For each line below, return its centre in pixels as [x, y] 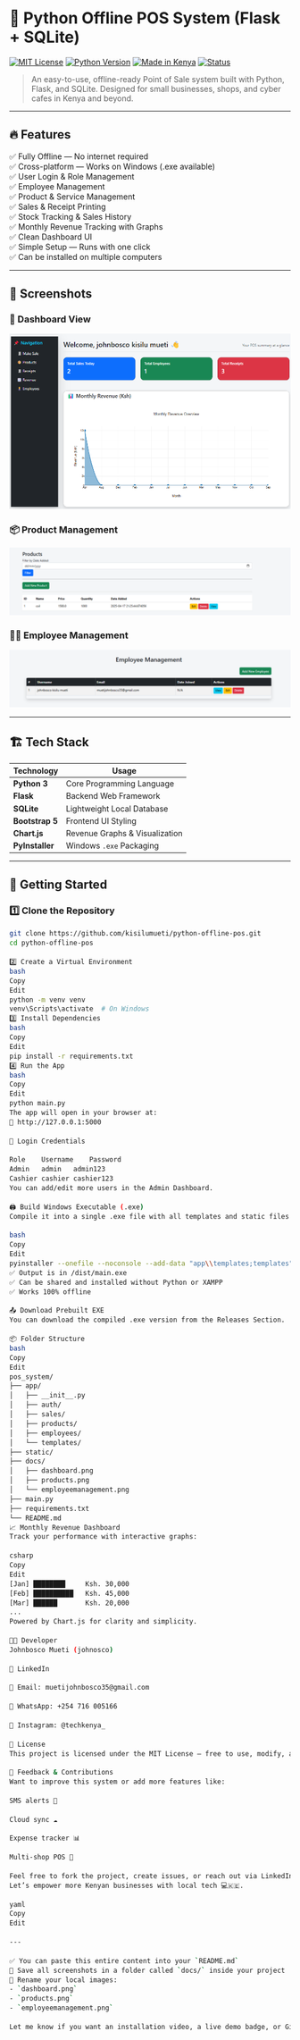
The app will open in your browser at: [83, 1113]
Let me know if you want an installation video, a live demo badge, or [145, 2027]
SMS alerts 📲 [33, 1801]
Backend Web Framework [113, 796]
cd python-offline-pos [51, 943]
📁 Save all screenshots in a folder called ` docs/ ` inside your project [147, 1970]
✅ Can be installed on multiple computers [86, 256]
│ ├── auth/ [36, 1405]
